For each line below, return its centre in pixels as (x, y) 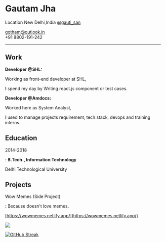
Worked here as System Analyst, (38, 107)
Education (21, 138)
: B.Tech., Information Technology (41, 159)
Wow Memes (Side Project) (33, 196)
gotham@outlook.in (25, 32)
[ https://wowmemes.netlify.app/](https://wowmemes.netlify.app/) (72, 216)
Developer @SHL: (24, 69)
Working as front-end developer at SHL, (46, 79)
